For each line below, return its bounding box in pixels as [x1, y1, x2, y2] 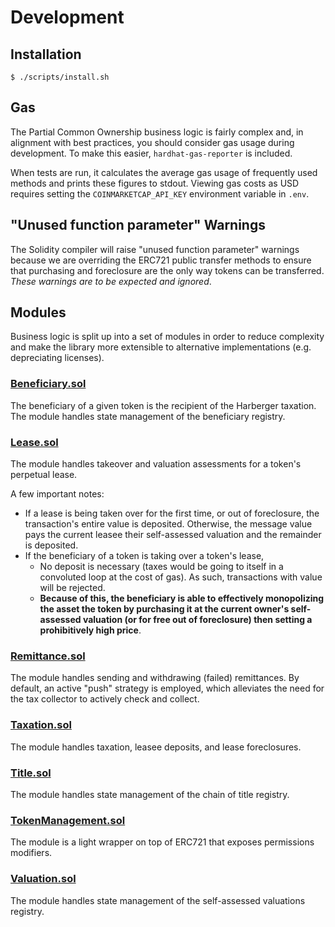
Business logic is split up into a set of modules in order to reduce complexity [10, 331, 325, 343]
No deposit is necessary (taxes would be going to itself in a [39, 561, 284, 573]
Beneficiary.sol [10, 377, 87, 391]
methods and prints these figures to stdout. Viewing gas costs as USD [10, 177, 300, 189]
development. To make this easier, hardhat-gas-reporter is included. [10, 147, 293, 159]
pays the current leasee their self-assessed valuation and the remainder [24, 529, 322, 541]
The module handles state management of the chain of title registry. [10, 788, 290, 800]
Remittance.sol [10, 649, 86, 663]
